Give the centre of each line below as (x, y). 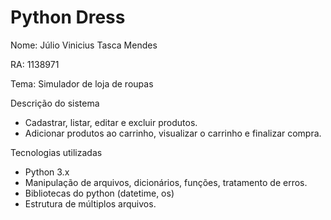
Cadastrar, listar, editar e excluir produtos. (111, 122)
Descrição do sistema (55, 103)
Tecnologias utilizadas (56, 152)
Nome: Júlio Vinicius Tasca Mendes (84, 45)
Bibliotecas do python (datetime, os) (99, 193)
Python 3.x (47, 172)
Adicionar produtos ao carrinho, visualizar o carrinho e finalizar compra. (173, 133)
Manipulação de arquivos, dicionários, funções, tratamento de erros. (166, 182)
